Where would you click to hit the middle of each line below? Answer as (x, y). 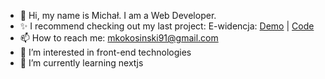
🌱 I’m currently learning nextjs (81, 63)
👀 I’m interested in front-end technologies (105, 52)
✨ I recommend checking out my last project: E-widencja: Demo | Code (167, 26)
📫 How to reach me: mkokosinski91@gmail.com (119, 38)
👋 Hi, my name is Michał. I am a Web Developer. (118, 15)
